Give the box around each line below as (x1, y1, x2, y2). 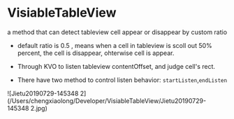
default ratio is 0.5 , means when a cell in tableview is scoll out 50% (17, 41, 213, 49)
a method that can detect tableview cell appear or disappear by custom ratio (7, 28, 228, 36)
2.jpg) (30, 104, 47, 112)
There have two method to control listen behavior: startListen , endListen (17, 75, 228, 84)
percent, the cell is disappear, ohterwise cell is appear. (17, 49, 175, 57)
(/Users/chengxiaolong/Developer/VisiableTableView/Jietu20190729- (7, 96, 207, 105)
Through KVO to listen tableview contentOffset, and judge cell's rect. (17, 62, 215, 70)
